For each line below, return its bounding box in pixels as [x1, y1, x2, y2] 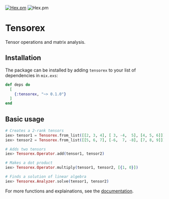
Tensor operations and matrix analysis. [5, 39, 86, 45]
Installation [5, 53, 41, 62]
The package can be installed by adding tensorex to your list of [5, 67, 136, 73]
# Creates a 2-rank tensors [5, 128, 64, 133]
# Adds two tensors [5, 147, 46, 152]
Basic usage [5, 115, 44, 123]
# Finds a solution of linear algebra [5, 174, 87, 179]
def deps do [5, 82, 30, 87]
